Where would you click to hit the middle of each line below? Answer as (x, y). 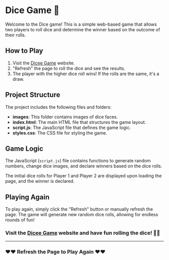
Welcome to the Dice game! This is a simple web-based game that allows (81, 24)
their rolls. (16, 35)
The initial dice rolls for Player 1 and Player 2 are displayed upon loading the (83, 176)
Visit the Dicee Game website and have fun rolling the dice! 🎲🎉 (83, 233)
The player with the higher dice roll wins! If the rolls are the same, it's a (86, 74)
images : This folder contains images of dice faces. (65, 117)
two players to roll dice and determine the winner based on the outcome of (83, 29)
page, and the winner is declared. (40, 181)
